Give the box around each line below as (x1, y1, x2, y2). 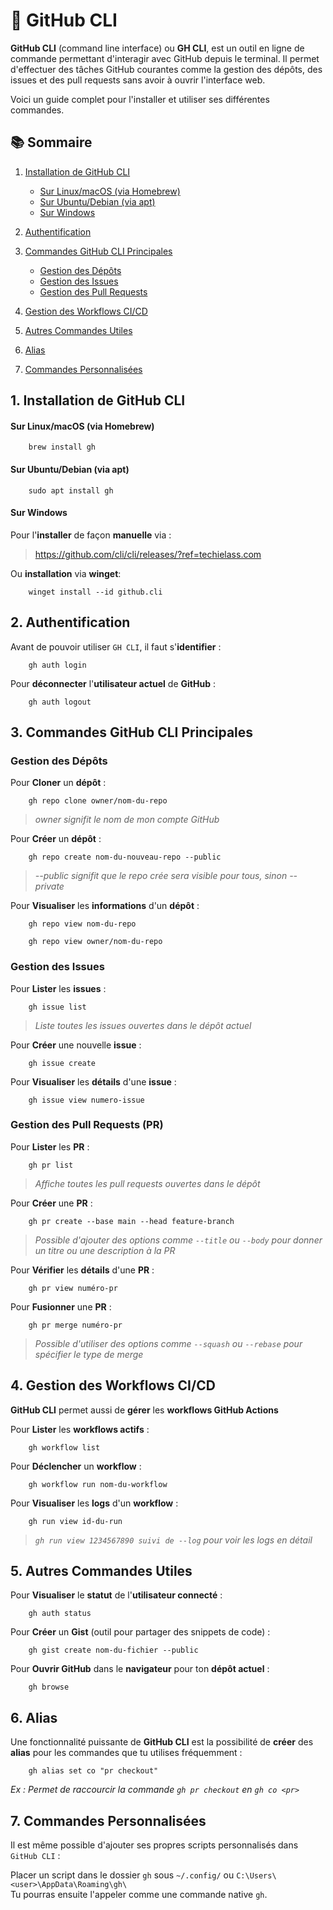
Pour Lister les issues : (10, 982, 107, 994)
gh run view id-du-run (28, 1516, 123, 1526)
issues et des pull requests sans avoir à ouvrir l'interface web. (10, 74, 266, 86)
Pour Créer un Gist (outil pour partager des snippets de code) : (10, 1626, 271, 1638)
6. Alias (10, 1709, 58, 1726)
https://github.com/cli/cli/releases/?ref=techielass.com (34, 548, 262, 560)
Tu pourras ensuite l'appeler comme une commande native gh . (10, 1889, 268, 1901)
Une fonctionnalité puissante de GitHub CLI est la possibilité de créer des (10, 1736, 314, 1748)
